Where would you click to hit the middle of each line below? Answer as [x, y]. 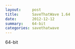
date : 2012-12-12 [30, 19]
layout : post [23, 10]
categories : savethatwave [32, 28]
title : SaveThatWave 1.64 [38, 14]
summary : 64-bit [25, 24]
